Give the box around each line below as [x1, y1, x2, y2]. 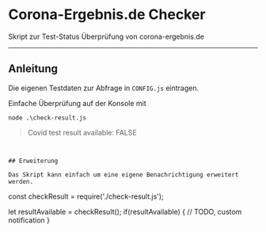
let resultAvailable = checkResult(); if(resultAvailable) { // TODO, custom [8, 207, 242, 216]
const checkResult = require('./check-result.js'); [8, 192, 164, 201]
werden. [8, 177, 34, 185]
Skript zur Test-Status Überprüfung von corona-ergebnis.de [8, 32, 204, 41]
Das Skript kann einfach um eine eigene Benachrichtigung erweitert [8, 170, 239, 179]
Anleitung [8, 62, 58, 76]
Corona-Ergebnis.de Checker [8, 6, 206, 24]
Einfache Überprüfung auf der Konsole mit [8, 98, 146, 108]
